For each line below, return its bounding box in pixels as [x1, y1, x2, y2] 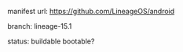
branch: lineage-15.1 [7, 22, 72, 30]
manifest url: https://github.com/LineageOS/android [7, 7, 175, 16]
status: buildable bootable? [7, 36, 95, 46]
